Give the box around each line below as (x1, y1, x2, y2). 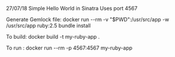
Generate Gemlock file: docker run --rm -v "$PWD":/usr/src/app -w (6, 16, 170, 22)
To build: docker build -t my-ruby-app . (6, 33, 100, 40)
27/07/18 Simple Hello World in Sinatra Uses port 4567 (6, 5, 138, 12)
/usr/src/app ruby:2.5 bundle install (6, 22, 91, 29)
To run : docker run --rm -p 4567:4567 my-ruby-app (6, 44, 133, 51)
